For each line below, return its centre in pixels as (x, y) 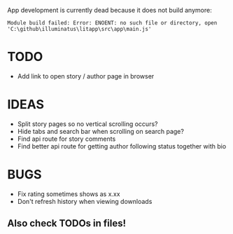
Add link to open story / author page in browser (86, 76)
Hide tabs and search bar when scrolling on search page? (100, 131)
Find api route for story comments (66, 139)
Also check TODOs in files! (67, 223)
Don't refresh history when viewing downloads (85, 201)
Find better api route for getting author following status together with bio (122, 146)
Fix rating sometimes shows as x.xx (69, 194)
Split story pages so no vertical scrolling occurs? (87, 124)
